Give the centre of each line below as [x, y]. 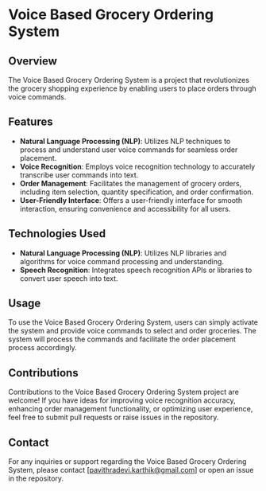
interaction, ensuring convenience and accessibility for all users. [125, 208]
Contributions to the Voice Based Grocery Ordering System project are [124, 392]
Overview [33, 61]
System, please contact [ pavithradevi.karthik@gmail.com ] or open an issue [131, 470]
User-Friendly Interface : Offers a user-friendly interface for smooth [131, 200]
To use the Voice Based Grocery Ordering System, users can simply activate [133, 322]
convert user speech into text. [69, 278]
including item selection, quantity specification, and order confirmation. [137, 192]
